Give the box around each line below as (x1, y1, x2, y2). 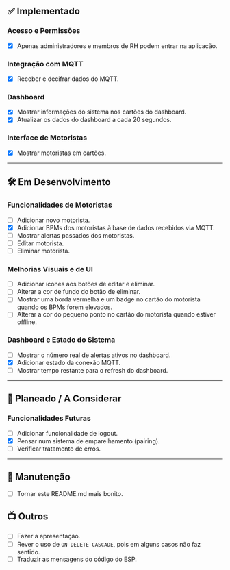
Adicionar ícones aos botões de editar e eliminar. (16, 280, 155, 288)
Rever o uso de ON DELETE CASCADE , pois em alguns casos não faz (16, 540, 201, 548)
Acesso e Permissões (7, 26, 81, 36)
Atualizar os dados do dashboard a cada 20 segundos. (16, 116, 172, 124)
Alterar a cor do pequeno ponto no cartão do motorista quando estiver (16, 310, 216, 319)
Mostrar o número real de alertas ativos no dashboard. (16, 351, 171, 359)
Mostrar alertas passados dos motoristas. (16, 231, 135, 239)
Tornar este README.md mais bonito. (16, 489, 123, 497)
